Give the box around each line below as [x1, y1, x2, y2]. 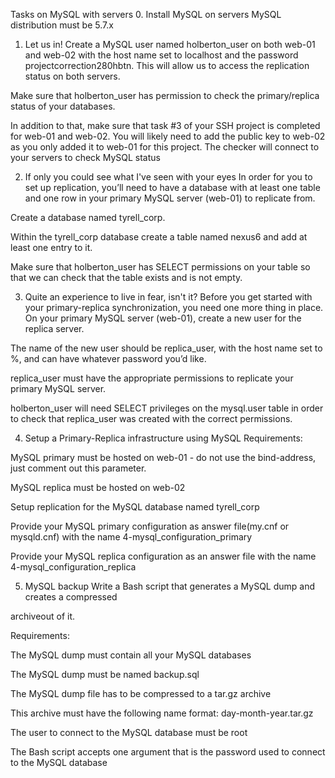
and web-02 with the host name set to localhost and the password [24, 49, 299, 61]
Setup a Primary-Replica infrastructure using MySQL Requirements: [24, 432, 303, 444]
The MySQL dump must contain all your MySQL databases [10, 649, 252, 661]
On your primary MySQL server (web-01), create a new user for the [24, 312, 302, 324]
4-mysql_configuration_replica [10, 561, 137, 573]
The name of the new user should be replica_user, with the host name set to [10, 342, 323, 354]
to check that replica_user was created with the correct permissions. [10, 413, 293, 424]
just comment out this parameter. [10, 462, 147, 474]
